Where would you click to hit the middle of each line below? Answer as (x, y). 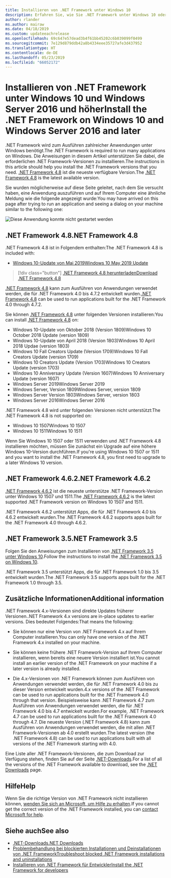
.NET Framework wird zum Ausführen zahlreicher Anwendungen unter (79, 145)
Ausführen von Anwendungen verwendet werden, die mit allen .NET (84, 727)
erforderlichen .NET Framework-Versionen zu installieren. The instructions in (85, 161)
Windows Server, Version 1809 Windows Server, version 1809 (77, 389)
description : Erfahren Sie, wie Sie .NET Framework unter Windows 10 (81, 15)
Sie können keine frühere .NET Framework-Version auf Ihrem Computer (88, 653)
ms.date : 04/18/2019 (27, 29)
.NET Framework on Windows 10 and (85, 120)
